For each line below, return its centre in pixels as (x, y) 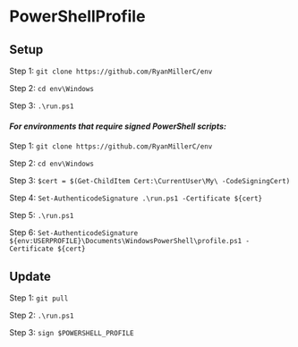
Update (30, 276)
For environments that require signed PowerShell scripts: (118, 126)
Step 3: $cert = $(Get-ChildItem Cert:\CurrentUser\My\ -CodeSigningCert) (150, 181)
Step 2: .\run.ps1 (42, 316)
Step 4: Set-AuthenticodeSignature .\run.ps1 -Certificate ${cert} (136, 198)
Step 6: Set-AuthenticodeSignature (74, 233)
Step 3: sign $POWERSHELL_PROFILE (72, 333)
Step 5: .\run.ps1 (42, 216)
